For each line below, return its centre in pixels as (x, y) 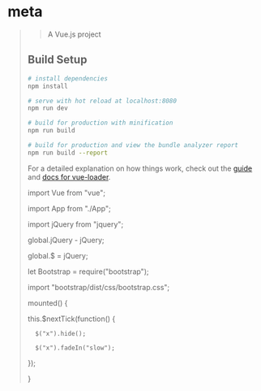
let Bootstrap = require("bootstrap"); (88, 272)
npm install (47, 86)
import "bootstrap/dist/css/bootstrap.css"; (98, 287)
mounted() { (47, 302)
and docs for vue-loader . (69, 176)
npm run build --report (68, 153)
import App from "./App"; (69, 208)
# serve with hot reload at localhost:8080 (102, 101)
